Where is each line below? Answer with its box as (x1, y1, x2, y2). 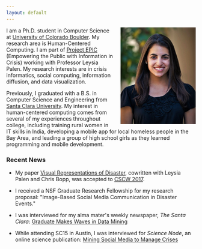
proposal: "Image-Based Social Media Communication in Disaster (14, 193, 177, 200)
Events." (14, 200, 36, 207)
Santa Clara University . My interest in (6, 102, 98, 109)
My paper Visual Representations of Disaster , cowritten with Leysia (14, 169, 182, 176)
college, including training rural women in (6, 121, 109, 128)
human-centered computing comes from (6, 109, 107, 116)
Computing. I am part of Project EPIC (6, 46, 98, 53)
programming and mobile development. (6, 140, 104, 148)
